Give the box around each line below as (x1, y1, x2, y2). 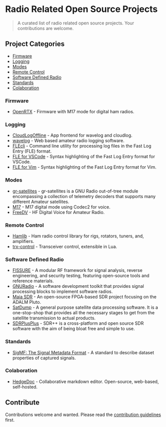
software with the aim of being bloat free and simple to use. (12, 326, 135, 332)
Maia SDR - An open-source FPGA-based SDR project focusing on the (12, 294, 157, 300)
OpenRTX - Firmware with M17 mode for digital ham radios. (12, 109, 135, 115)
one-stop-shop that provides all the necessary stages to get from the (12, 310, 155, 316)
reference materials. (12, 278, 54, 284)
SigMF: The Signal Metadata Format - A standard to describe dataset (12, 349, 155, 355)
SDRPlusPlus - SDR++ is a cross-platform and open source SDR (12, 320, 144, 326)
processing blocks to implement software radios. (12, 288, 113, 295)
